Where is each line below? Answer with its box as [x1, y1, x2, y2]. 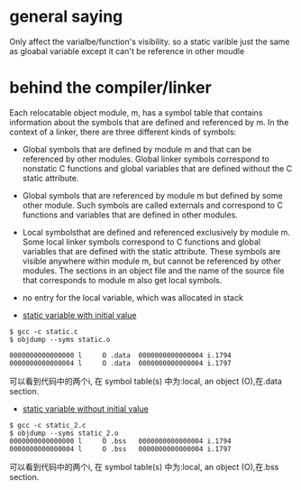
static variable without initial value [22, 403, 149, 414]
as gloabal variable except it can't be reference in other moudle [9, 45, 245, 56]
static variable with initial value [22, 310, 137, 320]
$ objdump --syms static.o [9, 335, 111, 344]
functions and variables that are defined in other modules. [22, 209, 239, 220]
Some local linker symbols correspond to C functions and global [22, 236, 261, 247]
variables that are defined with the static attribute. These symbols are [22, 245, 281, 256]
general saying [9, 6, 123, 27]
